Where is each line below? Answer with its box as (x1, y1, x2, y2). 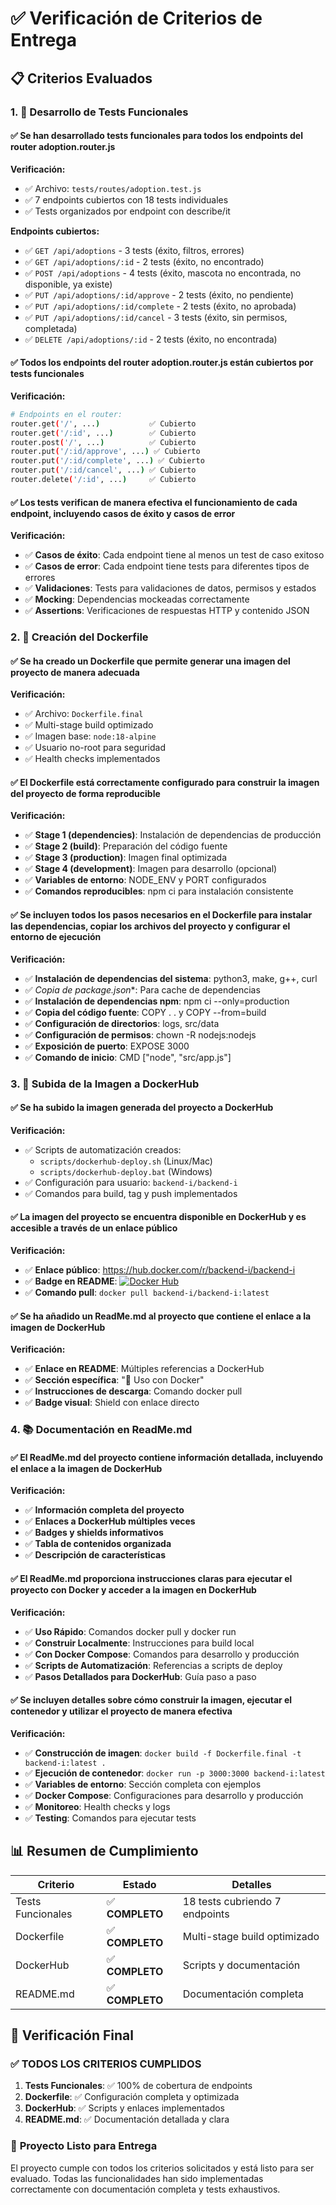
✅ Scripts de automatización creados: (24, 1143, 182, 1156)
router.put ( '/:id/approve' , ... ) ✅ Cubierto (10, 447, 201, 457)
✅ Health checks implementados (24, 753, 161, 765)
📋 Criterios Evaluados (10, 70, 153, 87)
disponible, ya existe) (24, 278, 113, 290)
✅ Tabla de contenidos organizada (24, 1538, 172, 1550)
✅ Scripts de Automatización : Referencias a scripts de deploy (24, 1659, 283, 1671)
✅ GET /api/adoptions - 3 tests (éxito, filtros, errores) (24, 244, 245, 256)
